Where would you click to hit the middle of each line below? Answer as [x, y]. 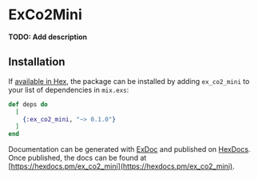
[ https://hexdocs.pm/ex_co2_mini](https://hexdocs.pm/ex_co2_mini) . [121, 166]
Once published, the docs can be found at [77, 158]
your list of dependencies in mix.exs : [69, 89]
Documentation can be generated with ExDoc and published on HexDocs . [129, 149]
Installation [37, 62]
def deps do [28, 104]
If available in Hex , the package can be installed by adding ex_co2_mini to [129, 81]
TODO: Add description [48, 37]
